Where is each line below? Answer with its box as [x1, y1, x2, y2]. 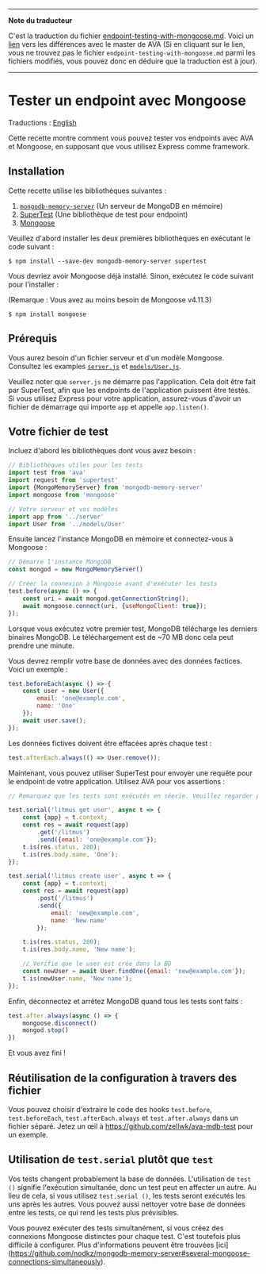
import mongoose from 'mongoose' [8, 491, 119, 498]
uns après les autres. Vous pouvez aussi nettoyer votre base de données [8, 1199, 245, 1209]
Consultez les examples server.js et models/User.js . [8, 361, 182, 371]
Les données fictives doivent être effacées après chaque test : [8, 738, 212, 748]
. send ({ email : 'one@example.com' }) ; [36, 835, 158, 844]
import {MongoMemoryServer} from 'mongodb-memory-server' [8, 483, 203, 491]
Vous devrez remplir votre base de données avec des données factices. [8, 656, 243, 665]
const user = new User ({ [22, 687, 104, 695]
